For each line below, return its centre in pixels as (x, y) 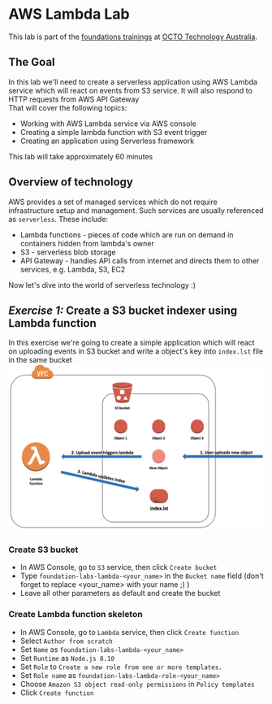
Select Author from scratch (67, 641)
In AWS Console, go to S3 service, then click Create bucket (119, 567)
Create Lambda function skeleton (76, 615)
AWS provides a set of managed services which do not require (113, 202)
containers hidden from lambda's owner (87, 243)
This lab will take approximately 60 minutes (81, 156)
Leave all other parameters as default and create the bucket (120, 593)
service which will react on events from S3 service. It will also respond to (131, 90)
